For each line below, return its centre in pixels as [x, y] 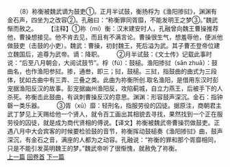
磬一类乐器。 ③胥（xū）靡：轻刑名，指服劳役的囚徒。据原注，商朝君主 [115, 105]
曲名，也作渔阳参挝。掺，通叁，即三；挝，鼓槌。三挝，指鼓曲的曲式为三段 [112, 71]
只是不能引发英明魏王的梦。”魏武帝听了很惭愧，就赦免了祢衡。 [94, 148]
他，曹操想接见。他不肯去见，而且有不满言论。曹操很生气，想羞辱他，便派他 [115, 37]
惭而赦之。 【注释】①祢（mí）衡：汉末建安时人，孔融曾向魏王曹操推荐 [113, 28]
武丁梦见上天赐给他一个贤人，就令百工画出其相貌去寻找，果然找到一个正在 [112, 114]
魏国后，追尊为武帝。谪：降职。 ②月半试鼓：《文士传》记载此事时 [112, 54]
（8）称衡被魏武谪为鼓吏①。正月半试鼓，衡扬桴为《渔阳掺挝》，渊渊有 [118, 11]
